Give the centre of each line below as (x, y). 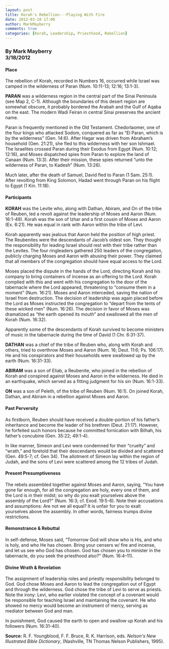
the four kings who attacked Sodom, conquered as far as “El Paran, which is (84, 133)
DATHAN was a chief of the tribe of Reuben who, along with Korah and (79, 345)
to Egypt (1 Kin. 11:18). (28, 186)
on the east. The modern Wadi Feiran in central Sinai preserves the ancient (83, 112)
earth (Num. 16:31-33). (29, 361)
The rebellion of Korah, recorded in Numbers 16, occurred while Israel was (82, 81)
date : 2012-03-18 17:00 (30, 19)
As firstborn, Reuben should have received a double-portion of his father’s (82, 419)
